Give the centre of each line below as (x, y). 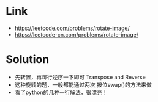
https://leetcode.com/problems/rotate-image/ (72, 28)
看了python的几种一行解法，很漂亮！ (61, 92)
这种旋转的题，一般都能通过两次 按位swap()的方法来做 (83, 84)
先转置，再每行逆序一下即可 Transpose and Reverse (80, 77)
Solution (28, 60)
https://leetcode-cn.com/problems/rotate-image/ (77, 34)
